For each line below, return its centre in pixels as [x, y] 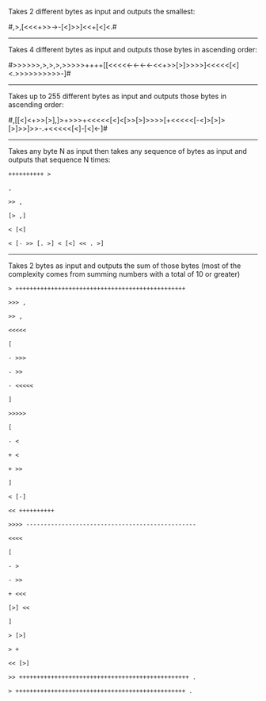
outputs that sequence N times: [59, 159]
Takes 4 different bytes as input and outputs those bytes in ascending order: [133, 50]
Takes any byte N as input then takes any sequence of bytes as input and [128, 151]
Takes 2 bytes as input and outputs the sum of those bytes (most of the [125, 266]
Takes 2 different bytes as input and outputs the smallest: [102, 11]
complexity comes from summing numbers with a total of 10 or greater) [124, 274]
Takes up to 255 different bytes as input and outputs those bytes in [118, 96]
